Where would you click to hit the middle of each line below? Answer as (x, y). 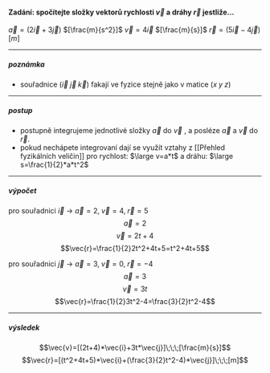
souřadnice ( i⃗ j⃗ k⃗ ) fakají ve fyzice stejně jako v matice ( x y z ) (125, 84)
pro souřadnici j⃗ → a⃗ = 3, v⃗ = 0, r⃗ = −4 (81, 264)
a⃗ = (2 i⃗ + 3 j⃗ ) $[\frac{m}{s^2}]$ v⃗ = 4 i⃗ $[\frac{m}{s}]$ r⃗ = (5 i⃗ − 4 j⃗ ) (135, 30)
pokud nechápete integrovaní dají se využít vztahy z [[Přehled (123, 148)
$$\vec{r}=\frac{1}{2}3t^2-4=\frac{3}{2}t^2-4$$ (135, 302)
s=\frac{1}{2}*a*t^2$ (54, 164)
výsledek (24, 327)
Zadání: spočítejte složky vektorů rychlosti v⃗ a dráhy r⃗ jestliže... (121, 12)
